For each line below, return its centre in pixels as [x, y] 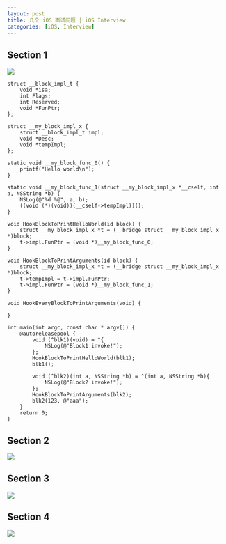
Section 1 [27, 55]
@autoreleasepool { [48, 334]
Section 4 [29, 517]
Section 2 [29, 441]
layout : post [26, 14]
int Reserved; [40, 102]
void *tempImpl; [43, 145]
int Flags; [35, 96]
